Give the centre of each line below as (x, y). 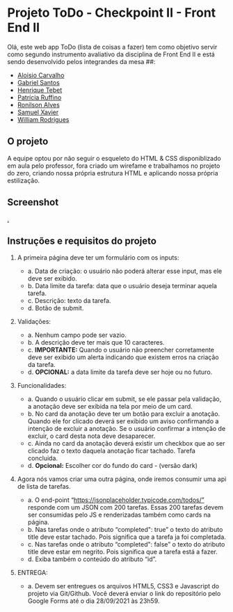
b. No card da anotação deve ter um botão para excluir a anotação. (124, 414)
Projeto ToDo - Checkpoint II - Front (112, 13)
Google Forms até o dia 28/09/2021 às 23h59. (94, 601)
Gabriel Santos (39, 82)
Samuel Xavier (38, 112)
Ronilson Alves (39, 104)
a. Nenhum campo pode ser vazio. (77, 335)
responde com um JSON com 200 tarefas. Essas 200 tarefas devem (126, 508)
